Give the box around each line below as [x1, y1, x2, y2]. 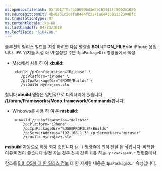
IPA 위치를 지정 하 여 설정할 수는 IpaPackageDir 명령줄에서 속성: [15, 50, 137, 55]
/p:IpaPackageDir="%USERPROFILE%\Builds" [23, 126, 108, 131]
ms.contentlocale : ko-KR [5, 20, 55, 26]
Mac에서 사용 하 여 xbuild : [12, 60, 64, 66]
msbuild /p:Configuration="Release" [14, 118, 89, 122]
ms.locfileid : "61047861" [5, 30, 57, 34]
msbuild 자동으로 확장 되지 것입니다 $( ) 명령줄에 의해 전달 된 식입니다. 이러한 [5, 144, 155, 150]
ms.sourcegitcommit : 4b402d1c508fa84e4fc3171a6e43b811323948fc [5, 12, 136, 17]
